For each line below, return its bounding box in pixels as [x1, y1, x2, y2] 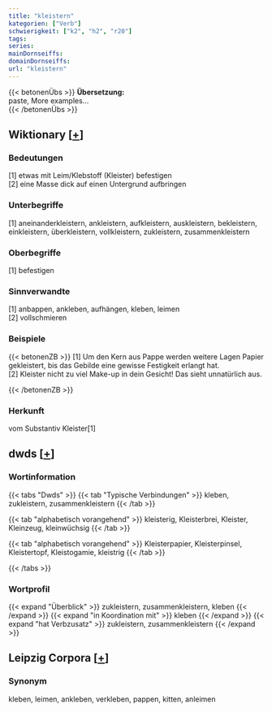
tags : [8, 34, 27, 43]
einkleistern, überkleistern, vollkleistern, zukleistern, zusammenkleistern [8, 227, 250, 237]
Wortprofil [8, 583, 50, 594]
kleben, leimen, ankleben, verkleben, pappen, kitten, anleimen [8, 694, 217, 704]
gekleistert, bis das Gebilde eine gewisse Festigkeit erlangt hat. [8, 360, 220, 370]
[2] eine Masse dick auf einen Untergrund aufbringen [8, 180, 187, 189]
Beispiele [8, 333, 46, 345]
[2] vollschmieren [8, 313, 67, 323]
